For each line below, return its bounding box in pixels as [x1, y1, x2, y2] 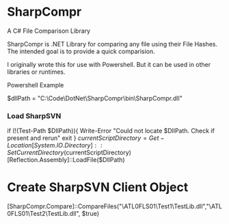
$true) [81, 210, 100, 218]
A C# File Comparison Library [7, 27, 91, 35]
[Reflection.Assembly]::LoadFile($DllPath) [7, 156, 125, 164]
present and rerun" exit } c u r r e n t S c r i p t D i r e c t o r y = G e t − [7, 134, 165, 142]
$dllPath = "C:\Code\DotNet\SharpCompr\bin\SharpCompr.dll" [7, 94, 183, 102]
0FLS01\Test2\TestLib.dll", [7, 210, 81, 218]
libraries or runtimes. [7, 68, 66, 76]
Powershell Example [7, 81, 64, 89]
